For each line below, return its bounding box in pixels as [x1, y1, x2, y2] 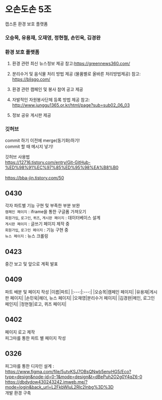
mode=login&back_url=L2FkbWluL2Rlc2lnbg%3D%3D [5, 384, 114, 390]
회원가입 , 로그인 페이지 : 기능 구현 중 [5, 227, 69, 233]
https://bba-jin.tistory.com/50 [5, 175, 65, 181]
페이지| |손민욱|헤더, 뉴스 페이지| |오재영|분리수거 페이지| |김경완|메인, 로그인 [10, 295, 155, 301]
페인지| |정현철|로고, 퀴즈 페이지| [5, 301, 66, 307]
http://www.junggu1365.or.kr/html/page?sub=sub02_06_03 [12, 102, 130, 108]
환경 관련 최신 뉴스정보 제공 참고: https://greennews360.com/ [12, 61, 130, 67]
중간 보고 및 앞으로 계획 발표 [5, 261, 58, 267]
